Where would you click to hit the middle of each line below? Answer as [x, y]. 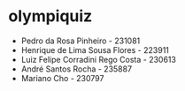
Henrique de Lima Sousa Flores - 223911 [95, 49]
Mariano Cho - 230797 [62, 78]
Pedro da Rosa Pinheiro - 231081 [81, 41]
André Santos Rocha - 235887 [77, 69]
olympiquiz [50, 16]
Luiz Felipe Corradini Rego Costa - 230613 [98, 59]
